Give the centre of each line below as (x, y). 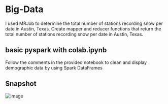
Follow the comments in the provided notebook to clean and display (76, 62)
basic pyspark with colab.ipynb (56, 50)
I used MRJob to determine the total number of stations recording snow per (84, 23)
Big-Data (25, 9)
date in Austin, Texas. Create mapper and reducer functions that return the (83, 28)
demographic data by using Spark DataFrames (54, 67)
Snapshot (21, 84)
